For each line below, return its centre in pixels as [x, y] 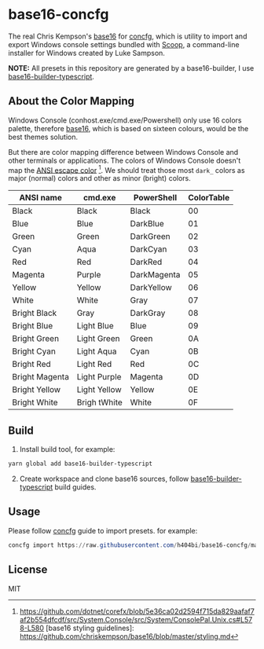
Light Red [94, 365]
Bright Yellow [37, 390]
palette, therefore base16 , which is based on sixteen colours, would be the [128, 128]
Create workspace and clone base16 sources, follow [104, 479]
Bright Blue [33, 326]
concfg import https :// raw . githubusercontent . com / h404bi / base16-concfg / [130, 545]
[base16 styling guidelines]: [90, 628]
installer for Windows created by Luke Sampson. [86, 53]
